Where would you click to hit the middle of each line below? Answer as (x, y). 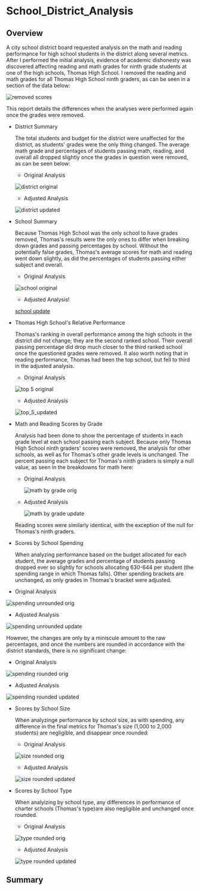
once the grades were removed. (45, 115)
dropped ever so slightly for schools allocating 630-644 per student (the (104, 567)
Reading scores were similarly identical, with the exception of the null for (104, 525)
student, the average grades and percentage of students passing (95, 561)
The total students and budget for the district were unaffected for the (100, 138)
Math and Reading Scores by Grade (59, 424)
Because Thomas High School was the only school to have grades (96, 233)
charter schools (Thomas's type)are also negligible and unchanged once (104, 809)
